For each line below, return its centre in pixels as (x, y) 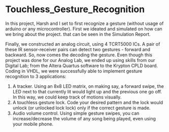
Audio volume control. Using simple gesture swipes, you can (76, 113)
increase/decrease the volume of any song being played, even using (84, 118)
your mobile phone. (33, 124)
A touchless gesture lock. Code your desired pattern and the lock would (88, 102)
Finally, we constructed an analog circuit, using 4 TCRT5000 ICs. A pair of (83, 44)
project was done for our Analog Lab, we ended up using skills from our (80, 60)
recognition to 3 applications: (36, 76)
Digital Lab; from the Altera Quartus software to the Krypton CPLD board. (82, 65)
